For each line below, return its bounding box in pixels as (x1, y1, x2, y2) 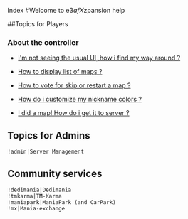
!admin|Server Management (7, 149, 84, 156)
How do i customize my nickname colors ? (17, 95, 142, 104)
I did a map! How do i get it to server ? (17, 109, 130, 117)
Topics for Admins (7, 129, 90, 141)
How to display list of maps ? (17, 68, 103, 76)
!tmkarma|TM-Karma (7, 192, 62, 200)
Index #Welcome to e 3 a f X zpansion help (7, 6, 125, 14)
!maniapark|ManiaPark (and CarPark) (7, 198, 116, 205)
